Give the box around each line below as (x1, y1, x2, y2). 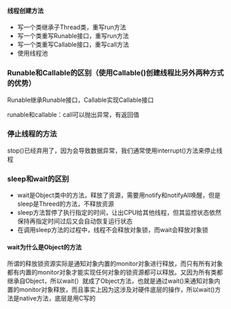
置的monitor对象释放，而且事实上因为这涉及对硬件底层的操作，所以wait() (7, 285, 215, 294)
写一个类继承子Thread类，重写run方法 (17, 23, 127, 31)
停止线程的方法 (7, 129, 57, 139)
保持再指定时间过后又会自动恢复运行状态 (17, 217, 133, 225)
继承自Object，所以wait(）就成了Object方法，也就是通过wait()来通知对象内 (7, 277, 221, 285)
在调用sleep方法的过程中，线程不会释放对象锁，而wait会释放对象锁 (17, 226, 209, 234)
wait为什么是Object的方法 (7, 242, 82, 251)
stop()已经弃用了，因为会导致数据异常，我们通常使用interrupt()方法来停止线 (7, 146, 223, 154)
